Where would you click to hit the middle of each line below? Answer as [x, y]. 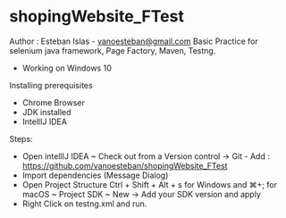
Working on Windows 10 [67, 68]
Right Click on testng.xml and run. [84, 204]
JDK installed [46, 112]
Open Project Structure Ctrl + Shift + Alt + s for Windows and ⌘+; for [150, 184]
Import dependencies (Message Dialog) [95, 175]
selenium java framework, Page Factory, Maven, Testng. [113, 50]
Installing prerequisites [51, 85]
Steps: [21, 138]
